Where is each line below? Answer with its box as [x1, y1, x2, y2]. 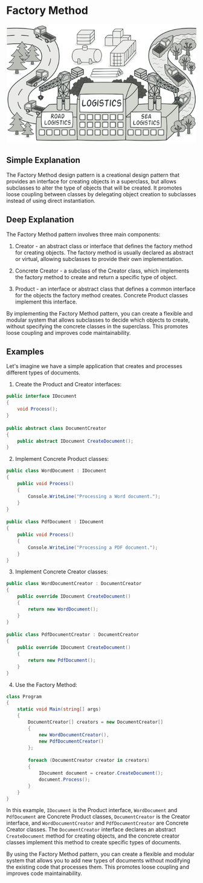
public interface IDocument [6, 393, 77, 400]
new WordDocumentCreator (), [38, 732, 110, 738]
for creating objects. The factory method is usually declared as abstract [14, 249, 194, 256]
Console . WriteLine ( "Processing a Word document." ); [28, 493, 161, 500]
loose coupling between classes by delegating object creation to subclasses [6, 190, 196, 197]
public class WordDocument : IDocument [6, 468, 107, 474]
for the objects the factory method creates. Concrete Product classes [14, 291, 188, 299]
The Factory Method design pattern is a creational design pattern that [6, 171, 180, 179]
